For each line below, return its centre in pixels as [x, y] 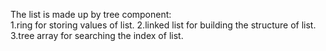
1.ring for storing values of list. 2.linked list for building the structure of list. [163, 25]
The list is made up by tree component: [91, 14]
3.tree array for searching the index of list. [97, 35]
